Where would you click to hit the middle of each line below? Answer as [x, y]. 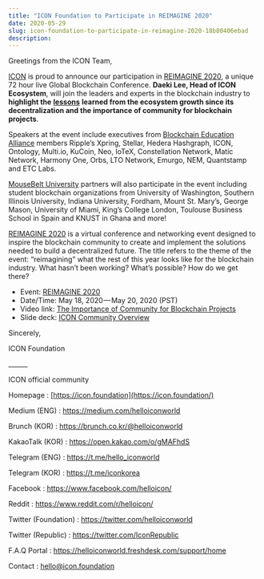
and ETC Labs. [32, 168]
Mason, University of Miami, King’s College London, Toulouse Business [125, 210]
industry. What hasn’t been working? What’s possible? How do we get [123, 268]
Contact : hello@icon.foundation [61, 566]
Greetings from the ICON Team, [60, 61]
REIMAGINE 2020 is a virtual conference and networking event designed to [132, 234]
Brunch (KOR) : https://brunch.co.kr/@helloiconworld [96, 427]
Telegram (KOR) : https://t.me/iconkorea [74, 473]
